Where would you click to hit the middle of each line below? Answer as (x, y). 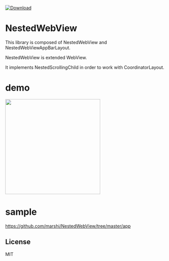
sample (21, 212)
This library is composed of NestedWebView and (56, 42)
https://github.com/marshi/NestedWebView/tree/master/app (68, 226)
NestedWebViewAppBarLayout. (38, 48)
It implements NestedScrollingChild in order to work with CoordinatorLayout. (85, 67)
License (18, 242)
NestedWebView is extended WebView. (46, 57)
